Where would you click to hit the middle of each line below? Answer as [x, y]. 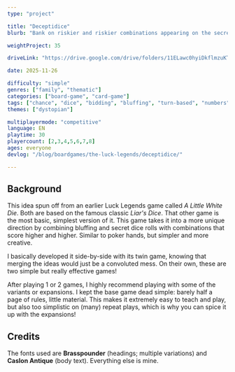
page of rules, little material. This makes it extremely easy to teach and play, [117, 300]
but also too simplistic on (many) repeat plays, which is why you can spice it [117, 307]
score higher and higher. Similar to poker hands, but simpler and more [108, 236]
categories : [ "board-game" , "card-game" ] [69, 96]
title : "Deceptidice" [39, 26]
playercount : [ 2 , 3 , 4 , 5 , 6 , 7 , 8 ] [51, 142]
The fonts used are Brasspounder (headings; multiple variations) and [107, 353]
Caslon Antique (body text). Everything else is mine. [83, 361]
